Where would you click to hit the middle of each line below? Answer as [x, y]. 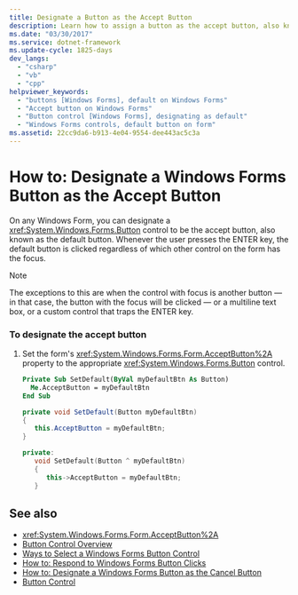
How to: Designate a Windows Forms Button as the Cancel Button [141, 573]
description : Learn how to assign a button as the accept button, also [144, 26]
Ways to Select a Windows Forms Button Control [111, 554]
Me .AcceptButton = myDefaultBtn [90, 387]
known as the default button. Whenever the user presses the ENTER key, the [149, 239]
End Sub [36, 396]
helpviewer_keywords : [49, 91]
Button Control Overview [67, 544]
